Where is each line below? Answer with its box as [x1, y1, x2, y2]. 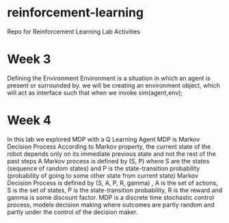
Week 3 [7, 51, 51, 67]
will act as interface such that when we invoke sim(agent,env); [7, 88, 183, 96]
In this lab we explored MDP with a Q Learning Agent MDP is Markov [7, 135, 200, 143]
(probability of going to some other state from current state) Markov [7, 171, 199, 179]
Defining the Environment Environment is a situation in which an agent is [7, 74, 211, 82]
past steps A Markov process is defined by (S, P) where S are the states [7, 157, 210, 165]
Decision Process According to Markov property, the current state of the [7, 142, 211, 150]
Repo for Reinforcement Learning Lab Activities [7, 27, 141, 36]
